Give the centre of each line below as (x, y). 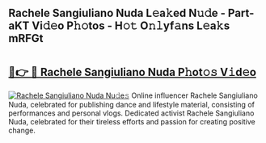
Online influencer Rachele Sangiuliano (195, 95)
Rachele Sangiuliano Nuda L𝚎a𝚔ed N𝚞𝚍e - (117, 13)
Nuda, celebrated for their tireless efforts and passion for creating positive (132, 122)
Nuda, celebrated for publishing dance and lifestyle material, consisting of (131, 105)
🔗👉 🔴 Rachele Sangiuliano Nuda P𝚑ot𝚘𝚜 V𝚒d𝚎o (133, 72)
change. (22, 130)
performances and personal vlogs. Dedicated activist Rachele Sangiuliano (131, 113)
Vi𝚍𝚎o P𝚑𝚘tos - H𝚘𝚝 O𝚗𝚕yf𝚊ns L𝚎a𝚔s (131, 26)
